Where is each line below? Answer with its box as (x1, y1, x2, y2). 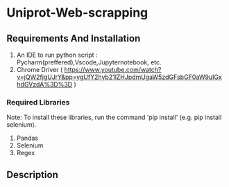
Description (6, 168, 58, 181)
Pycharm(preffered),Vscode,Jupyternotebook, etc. (16, 58, 162, 66)
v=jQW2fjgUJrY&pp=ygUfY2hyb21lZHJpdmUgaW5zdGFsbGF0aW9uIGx (16, 73, 223, 81)
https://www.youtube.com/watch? (64, 66, 162, 73)
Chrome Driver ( (16, 66, 63, 73)
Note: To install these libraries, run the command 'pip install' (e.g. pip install (6, 113, 222, 122)
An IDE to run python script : (16, 51, 98, 59)
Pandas (16, 134, 39, 143)
